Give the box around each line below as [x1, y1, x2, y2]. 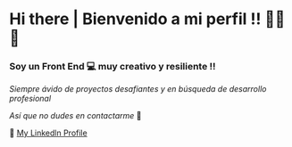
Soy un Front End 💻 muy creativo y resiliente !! [9, 61, 216, 73]
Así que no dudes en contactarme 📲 [9, 110, 142, 121]
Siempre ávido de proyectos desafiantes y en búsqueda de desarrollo [9, 84, 267, 94]
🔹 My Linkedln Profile [9, 127, 88, 138]
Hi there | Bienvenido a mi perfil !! [9, 9, 262, 29]
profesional [9, 94, 52, 104]
